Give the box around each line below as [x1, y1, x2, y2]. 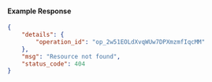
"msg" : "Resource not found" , [21, 52, 121, 60]
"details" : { [21, 31, 65, 39]
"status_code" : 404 [21, 59, 86, 68]
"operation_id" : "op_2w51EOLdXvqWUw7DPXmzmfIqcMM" [35, 37, 206, 46]
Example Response [7, 6, 72, 16]
